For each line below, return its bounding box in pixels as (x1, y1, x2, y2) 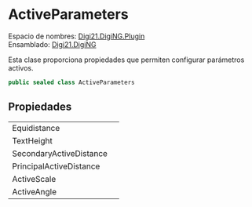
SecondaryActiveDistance (12, 147, 108, 158)
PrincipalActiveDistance (12, 161, 100, 172)
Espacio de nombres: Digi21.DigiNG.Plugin (8, 31, 145, 41)
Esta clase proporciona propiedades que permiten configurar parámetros (8, 55, 245, 64)
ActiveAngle (12, 186, 57, 197)
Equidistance (12, 122, 60, 133)
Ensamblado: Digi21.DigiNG (8, 39, 97, 49)
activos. (8, 63, 34, 72)
